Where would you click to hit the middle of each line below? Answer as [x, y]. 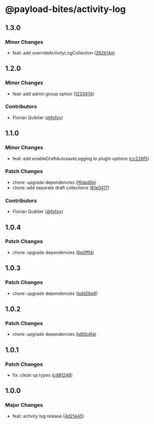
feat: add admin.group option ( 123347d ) [53, 94]
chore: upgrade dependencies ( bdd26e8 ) [55, 293]
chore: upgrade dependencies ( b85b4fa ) [54, 334]
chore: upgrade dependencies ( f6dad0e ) [54, 182]
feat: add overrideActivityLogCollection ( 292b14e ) [64, 53]
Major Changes [24, 405]
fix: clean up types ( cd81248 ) [43, 375]
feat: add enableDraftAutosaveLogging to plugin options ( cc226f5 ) [81, 158]
